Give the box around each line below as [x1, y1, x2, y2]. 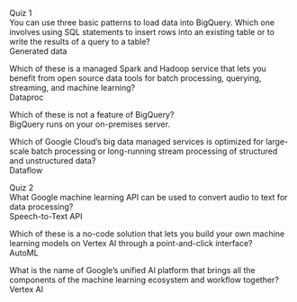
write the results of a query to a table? [9, 36, 150, 47]
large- [265, 137, 289, 147]
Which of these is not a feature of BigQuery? [9, 110, 175, 120]
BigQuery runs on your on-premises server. [9, 119, 171, 129]
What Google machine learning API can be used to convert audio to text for [9, 192, 288, 202]
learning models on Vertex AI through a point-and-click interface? [9, 238, 254, 248]
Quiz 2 [9, 182, 34, 192]
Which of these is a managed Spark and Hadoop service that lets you [9, 63, 267, 74]
